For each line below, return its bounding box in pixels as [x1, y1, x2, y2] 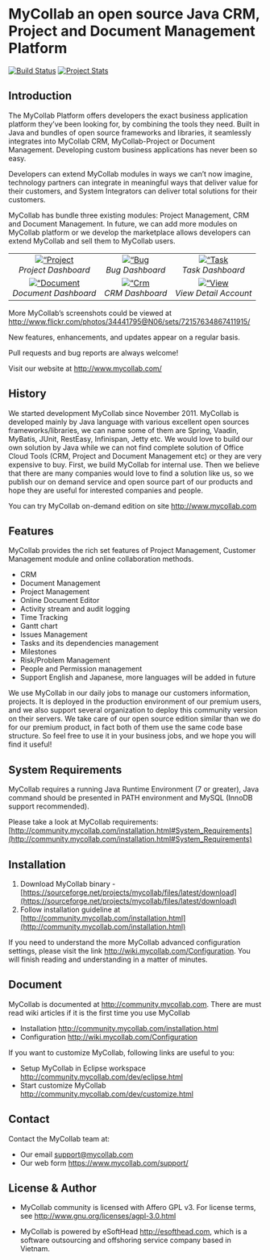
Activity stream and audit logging [19, 604, 131, 613]
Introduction [8, 89, 73, 103]
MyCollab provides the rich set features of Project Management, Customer [8, 546, 256, 555]
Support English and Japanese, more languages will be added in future [19, 672, 256, 682]
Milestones [19, 647, 57, 657]
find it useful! [8, 739, 52, 750]
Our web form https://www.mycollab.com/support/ [19, 1158, 189, 1167]
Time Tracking [19, 613, 69, 622]
